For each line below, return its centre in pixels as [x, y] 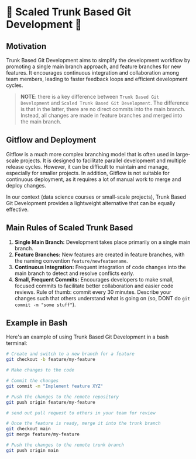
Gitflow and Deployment [51, 140]
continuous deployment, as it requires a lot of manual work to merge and [94, 179]
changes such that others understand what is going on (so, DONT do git [102, 298]
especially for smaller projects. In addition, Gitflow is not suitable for [88, 173]
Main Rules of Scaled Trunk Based [70, 228]
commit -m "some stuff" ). [45, 304]
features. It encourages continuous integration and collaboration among [93, 73]
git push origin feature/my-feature [51, 402]
